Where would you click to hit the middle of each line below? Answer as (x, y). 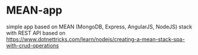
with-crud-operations (33, 46)
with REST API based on (36, 33)
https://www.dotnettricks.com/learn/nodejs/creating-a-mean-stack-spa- (95, 39)
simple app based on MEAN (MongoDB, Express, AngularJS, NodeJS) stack (99, 27)
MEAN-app (34, 10)
